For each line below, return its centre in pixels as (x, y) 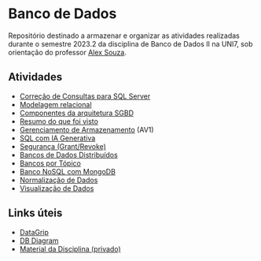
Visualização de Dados (57, 188)
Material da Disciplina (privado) (70, 248)
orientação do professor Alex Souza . (68, 52)
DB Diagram (39, 240)
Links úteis (35, 213)
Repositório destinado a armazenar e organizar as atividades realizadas (124, 35)
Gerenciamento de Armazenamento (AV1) (87, 129)
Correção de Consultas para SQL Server (85, 96)
